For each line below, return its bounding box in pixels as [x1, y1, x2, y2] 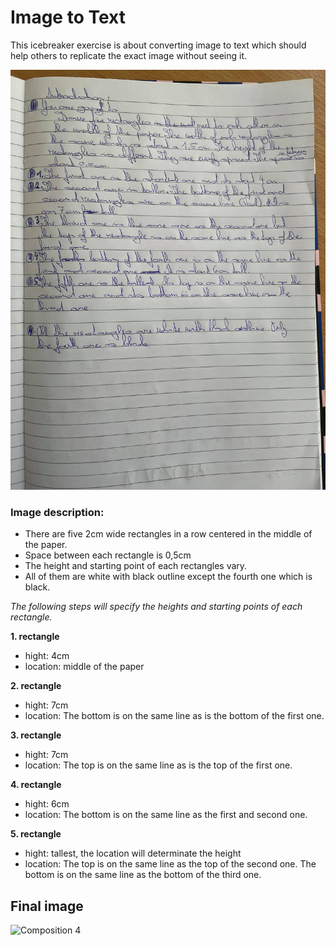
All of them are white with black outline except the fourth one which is [24, 571, 313, 583]
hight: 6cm [24, 798, 70, 810]
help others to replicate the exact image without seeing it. [10, 49, 248, 61]
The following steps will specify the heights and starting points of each [10, 601, 303, 613]
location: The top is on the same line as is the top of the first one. [24, 759, 293, 771]
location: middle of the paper [24, 661, 145, 673]
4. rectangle [10, 779, 62, 791]
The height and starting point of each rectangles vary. [24, 560, 248, 572]
